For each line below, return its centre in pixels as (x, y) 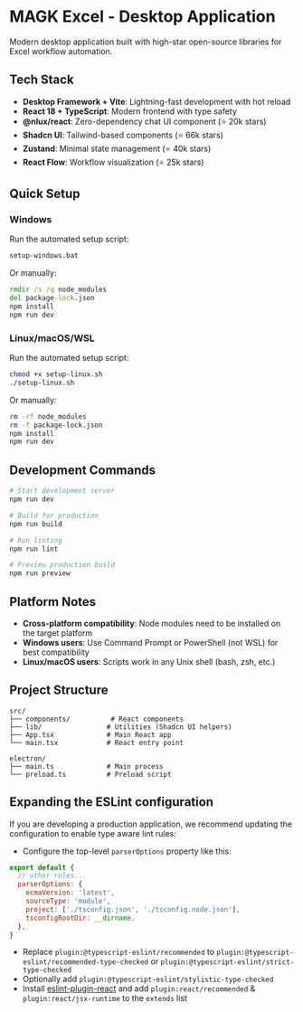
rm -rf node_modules (48, 416)
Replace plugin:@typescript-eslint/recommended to (118, 952)
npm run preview (40, 573)
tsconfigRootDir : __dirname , (80, 918)
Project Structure (59, 690)
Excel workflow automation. (61, 51)
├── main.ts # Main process (87, 766)
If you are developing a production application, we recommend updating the (151, 824)
